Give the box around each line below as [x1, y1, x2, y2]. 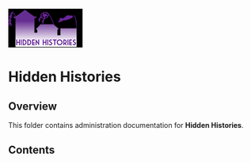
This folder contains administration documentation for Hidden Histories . [8, 121, 244, 129]
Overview [8, 99, 58, 113]
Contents [8, 144, 55, 157]
